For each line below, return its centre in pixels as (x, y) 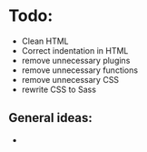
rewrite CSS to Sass (59, 89)
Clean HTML (45, 41)
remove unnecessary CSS (70, 79)
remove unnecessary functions (79, 70)
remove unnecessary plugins (76, 60)
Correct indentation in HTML (75, 50)
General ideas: (50, 118)
